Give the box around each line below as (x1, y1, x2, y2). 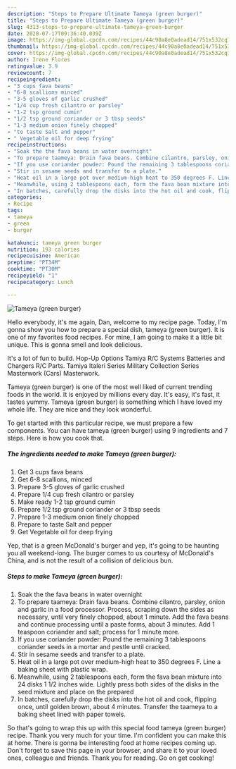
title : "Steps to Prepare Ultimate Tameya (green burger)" (7, 17, 184, 24)
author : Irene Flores (7, 56, 71, 63)
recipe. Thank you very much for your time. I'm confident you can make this (7, 731, 227, 739)
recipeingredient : (7, 75, 61, 83)
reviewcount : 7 (7, 69, 52, 76)
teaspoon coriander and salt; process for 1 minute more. (17, 627, 181, 636)
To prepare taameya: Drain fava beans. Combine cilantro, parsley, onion (17, 597, 225, 606)
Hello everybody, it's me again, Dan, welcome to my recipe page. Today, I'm (7, 318, 228, 326)
